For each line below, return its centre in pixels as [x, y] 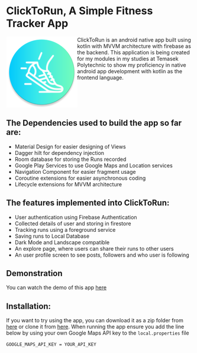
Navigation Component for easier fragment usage [75, 171]
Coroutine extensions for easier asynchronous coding [80, 178]
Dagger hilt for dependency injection [59, 153]
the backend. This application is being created [134, 52]
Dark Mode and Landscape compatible [62, 242]
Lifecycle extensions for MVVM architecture [68, 184]
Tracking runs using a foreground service [65, 229]
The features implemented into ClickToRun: [88, 203]
